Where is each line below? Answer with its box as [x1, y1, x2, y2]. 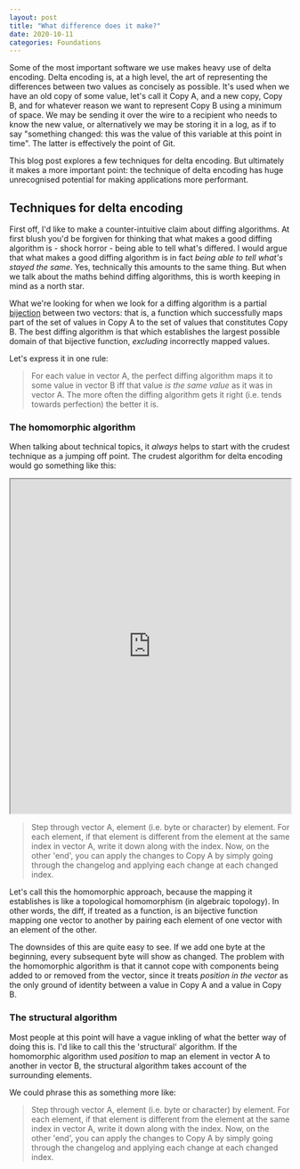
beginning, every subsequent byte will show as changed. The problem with [9, 951, 285, 962]
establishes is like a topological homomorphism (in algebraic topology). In [9, 896, 280, 907]
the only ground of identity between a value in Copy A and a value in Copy [9, 980, 282, 991]
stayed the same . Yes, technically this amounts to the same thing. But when [9, 262, 287, 273]
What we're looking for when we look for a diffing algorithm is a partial [9, 298, 267, 309]
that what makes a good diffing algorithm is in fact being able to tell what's [9, 252, 283, 263]
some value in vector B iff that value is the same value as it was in [30, 380, 273, 391]
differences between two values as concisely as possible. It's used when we [9, 81, 290, 92]
